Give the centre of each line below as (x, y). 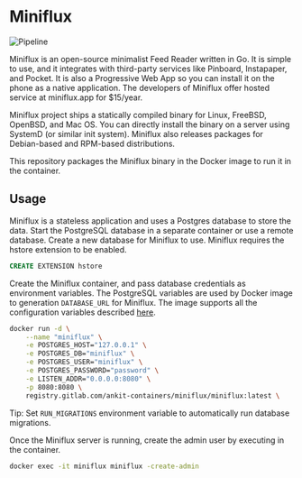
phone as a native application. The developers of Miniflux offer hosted (140, 87)
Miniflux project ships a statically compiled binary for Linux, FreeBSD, (138, 115)
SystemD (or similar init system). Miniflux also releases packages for (137, 133)
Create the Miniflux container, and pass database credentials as (128, 283)
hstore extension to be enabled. (69, 249)
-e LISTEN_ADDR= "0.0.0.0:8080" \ (88, 379)
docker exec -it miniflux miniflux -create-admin (105, 466)
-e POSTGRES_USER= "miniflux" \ (84, 363)
